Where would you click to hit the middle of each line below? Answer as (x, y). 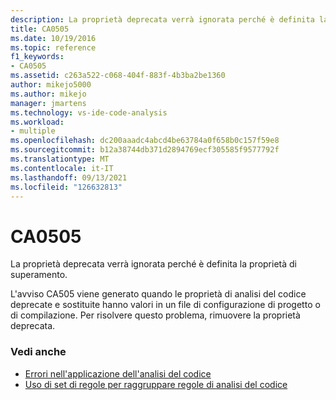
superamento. (39, 275)
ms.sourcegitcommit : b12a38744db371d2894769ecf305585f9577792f (145, 150)
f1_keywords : (37, 57)
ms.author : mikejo (48, 94)
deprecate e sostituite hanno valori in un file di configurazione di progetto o (165, 305)
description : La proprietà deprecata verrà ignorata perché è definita (162, 19)
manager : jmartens (48, 103)
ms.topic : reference (53, 47)
